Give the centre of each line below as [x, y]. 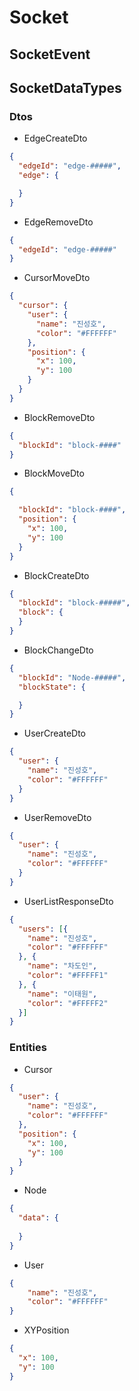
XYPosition [46, 1330]
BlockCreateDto [56, 575]
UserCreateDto [55, 733]
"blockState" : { [52, 687]
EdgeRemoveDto [58, 222]
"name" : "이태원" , [62, 994]
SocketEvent [50, 54]
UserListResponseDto [68, 901]
